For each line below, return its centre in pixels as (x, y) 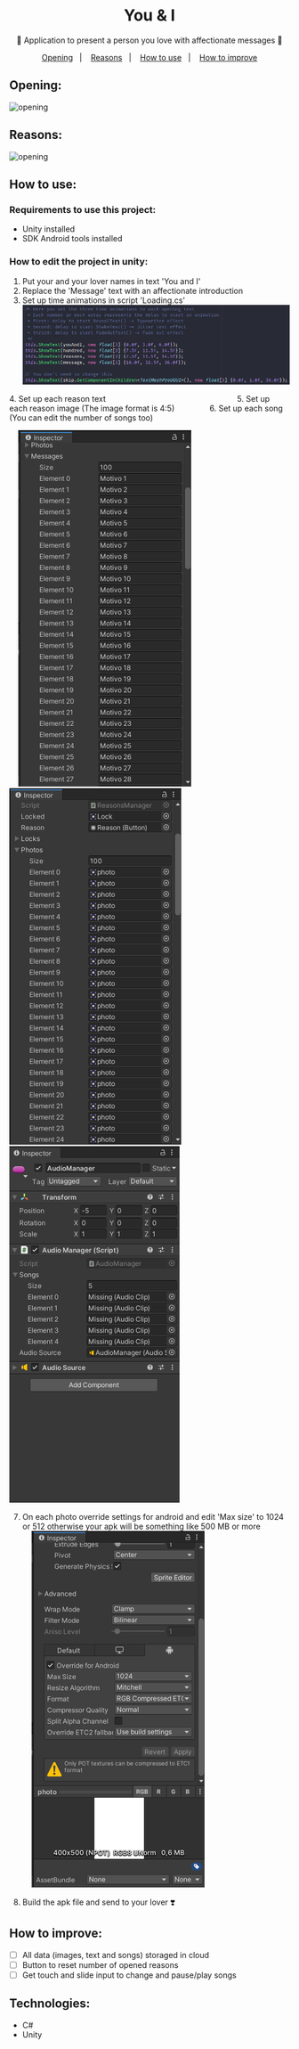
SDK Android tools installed (72, 239)
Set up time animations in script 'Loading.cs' (104, 300)
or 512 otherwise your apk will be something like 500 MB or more (141, 1527)
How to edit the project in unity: (79, 262)
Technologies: (50, 2004)
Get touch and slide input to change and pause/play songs (129, 1975)
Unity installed (48, 229)
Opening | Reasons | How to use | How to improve (149, 57)
